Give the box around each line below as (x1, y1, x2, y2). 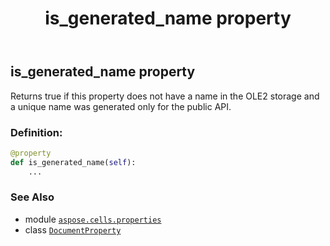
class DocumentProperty (24, 223, 122, 236)
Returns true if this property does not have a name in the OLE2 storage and (10, 90, 320, 102)
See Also (10, 190, 55, 204)
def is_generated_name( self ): (10, 157, 137, 167)
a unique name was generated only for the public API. (10, 100, 232, 112)
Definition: (10, 125, 63, 139)
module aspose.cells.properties (24, 213, 162, 225)
